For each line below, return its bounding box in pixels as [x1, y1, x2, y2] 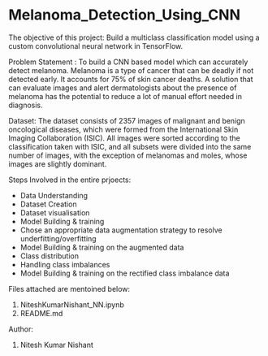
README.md [19, 308, 63, 318]
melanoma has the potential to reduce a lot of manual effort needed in [8, 91, 242, 101]
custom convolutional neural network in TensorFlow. [8, 41, 184, 50]
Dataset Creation [19, 199, 77, 209]
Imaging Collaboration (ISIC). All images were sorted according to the [8, 132, 241, 143]
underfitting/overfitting [19, 233, 97, 243]
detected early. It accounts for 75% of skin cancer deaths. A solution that [8, 74, 253, 84]
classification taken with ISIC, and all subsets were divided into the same [8, 141, 252, 151]
